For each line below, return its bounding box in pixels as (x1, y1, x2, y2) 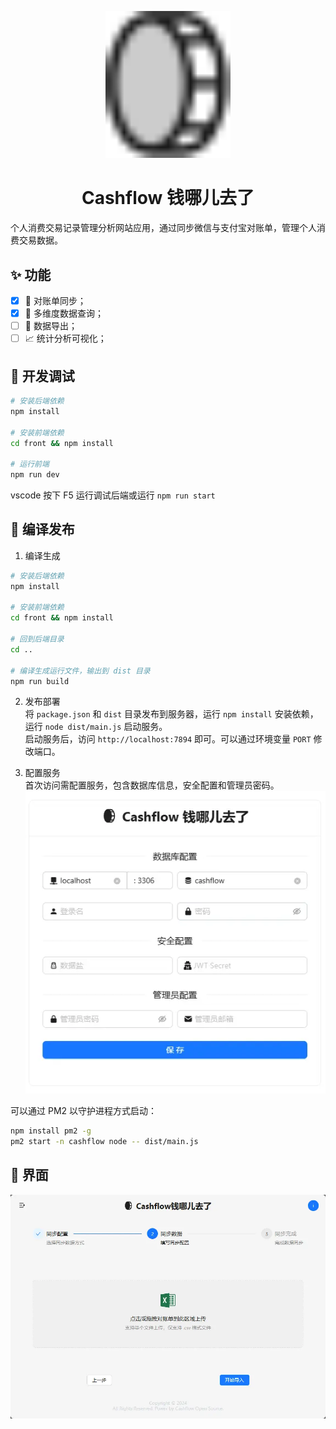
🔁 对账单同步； (24, 295, 87, 307)
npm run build (10, 676, 70, 686)
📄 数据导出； (24, 320, 78, 332)
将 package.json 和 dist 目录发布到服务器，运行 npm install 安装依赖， (24, 708, 319, 720)
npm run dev (10, 470, 60, 480)
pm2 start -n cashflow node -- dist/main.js (10, 1137, 199, 1147)
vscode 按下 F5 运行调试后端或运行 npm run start (10, 489, 216, 501)
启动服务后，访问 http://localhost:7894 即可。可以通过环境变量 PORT (24, 733, 312, 745)
